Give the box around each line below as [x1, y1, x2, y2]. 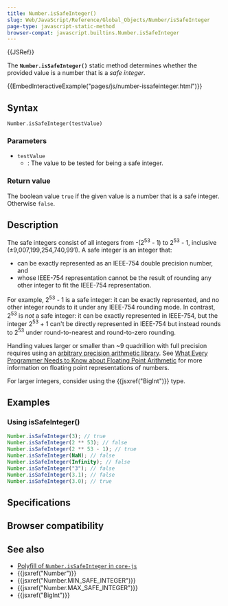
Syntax [7, 102, 38, 113]
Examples [7, 397, 50, 409]
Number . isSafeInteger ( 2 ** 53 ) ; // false [7, 440, 128, 446]
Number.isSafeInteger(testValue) [7, 120, 103, 127]
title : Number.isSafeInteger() [7, 10, 97, 17]
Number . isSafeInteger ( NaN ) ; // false [7, 452, 115, 459]
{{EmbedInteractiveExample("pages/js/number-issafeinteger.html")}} [7, 82, 203, 90]
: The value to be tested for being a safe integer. [27, 159, 163, 167]
